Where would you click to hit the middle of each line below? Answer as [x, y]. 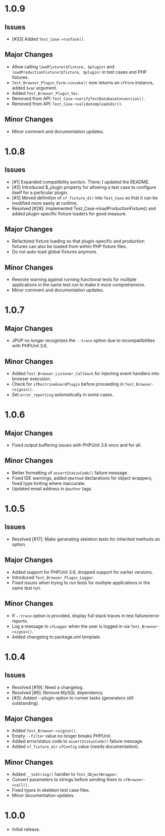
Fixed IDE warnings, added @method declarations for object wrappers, [82, 478]
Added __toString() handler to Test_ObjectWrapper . [65, 774]
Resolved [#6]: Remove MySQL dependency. [57, 693]
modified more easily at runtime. [45, 203]
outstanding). [26, 703]
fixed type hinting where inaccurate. [49, 483]
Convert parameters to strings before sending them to [67, 780]
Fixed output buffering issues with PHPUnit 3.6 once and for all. [77, 445]
